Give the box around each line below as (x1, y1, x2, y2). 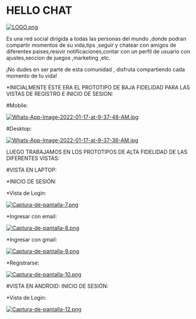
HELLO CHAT (6, 4, 73, 17)
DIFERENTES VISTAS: (6, 154, 60, 162)
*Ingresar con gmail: (6, 236, 58, 243)
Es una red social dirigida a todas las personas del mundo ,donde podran (6, 35, 187, 42)
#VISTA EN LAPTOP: (6, 166, 57, 173)
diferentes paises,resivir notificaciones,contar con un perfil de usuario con (6, 47, 191, 55)
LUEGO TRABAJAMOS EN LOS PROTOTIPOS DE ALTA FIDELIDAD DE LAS (6, 148, 188, 155)
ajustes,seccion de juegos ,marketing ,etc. (6, 54, 111, 61)
